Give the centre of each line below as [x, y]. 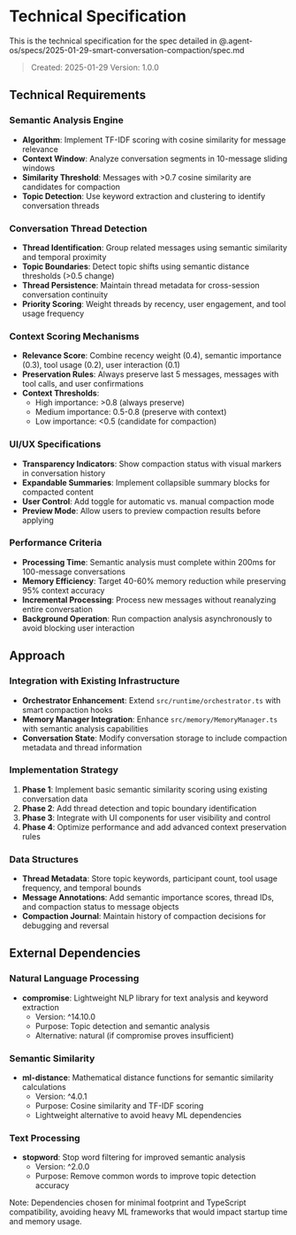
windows [38, 168]
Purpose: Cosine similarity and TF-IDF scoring [119, 1106]
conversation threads [61, 205]
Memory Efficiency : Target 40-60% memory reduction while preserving [154, 580]
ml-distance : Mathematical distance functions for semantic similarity [148, 1078]
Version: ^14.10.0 [65, 1016]
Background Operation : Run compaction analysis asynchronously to [147, 618]
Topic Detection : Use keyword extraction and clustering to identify [144, 196]
